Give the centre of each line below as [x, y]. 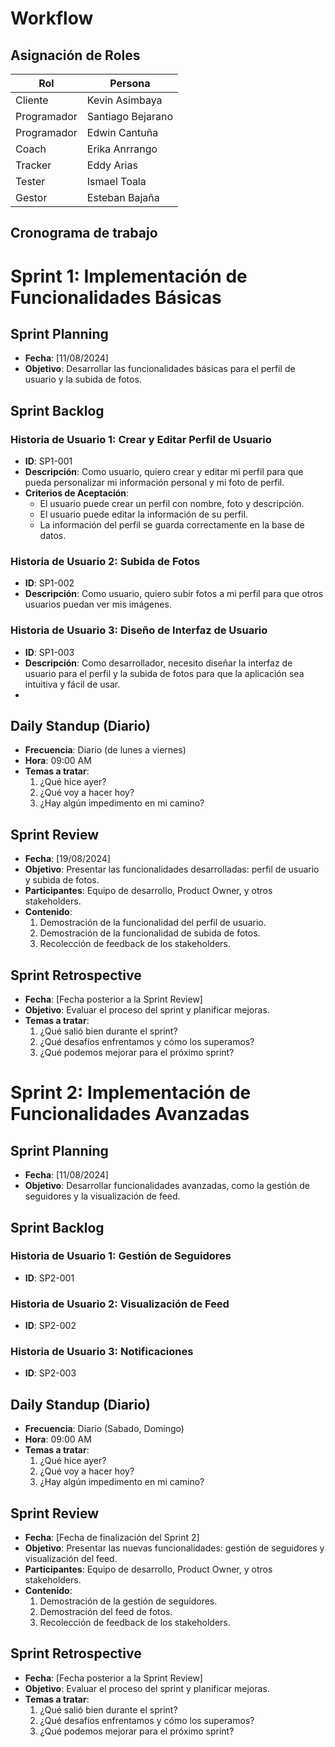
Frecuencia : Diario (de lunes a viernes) [105, 750]
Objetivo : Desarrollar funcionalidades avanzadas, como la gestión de [167, 1186]
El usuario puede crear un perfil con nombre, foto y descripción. [172, 504]
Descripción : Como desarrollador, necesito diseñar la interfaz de [158, 663]
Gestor [31, 197]
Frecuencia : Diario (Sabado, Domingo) [104, 1429]
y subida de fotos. [62, 880]
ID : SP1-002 [49, 583]
